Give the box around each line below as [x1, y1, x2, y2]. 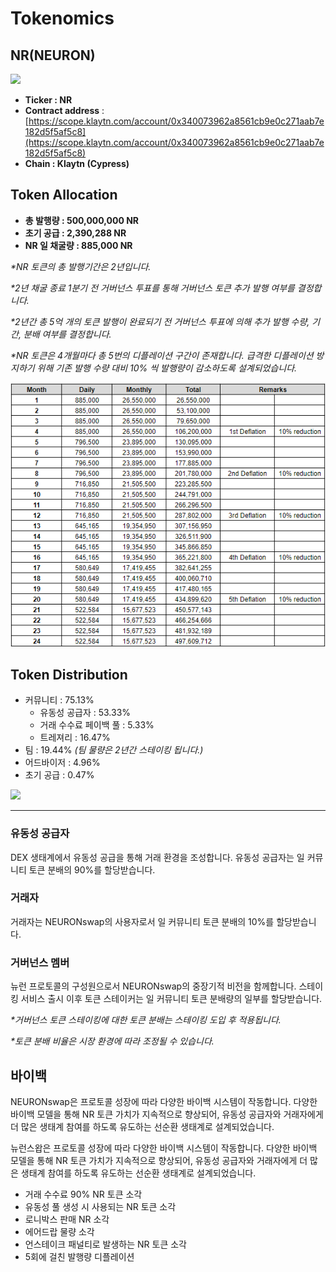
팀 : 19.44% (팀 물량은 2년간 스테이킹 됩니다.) [24, 744, 204, 756]
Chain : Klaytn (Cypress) [24, 158, 130, 169]
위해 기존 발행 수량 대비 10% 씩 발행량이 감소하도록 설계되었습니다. [36, 362, 298, 374]
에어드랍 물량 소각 [24, 1225, 95, 1237]
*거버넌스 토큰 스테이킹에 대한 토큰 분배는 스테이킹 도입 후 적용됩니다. [10, 1014, 282, 1026]
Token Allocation [10, 187, 118, 204]
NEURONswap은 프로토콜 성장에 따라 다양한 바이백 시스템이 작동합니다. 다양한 [10, 1095, 318, 1107]
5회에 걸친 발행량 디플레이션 [24, 1250, 135, 1262]
